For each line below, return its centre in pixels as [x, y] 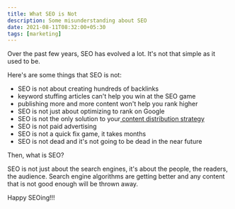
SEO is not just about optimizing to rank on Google [91, 111]
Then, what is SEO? [36, 155]
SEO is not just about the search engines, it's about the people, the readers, [117, 169]
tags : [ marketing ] [34, 34]
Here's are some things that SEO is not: [64, 75]
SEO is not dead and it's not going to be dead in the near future [110, 142]
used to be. [24, 62]
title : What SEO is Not [42, 14]
